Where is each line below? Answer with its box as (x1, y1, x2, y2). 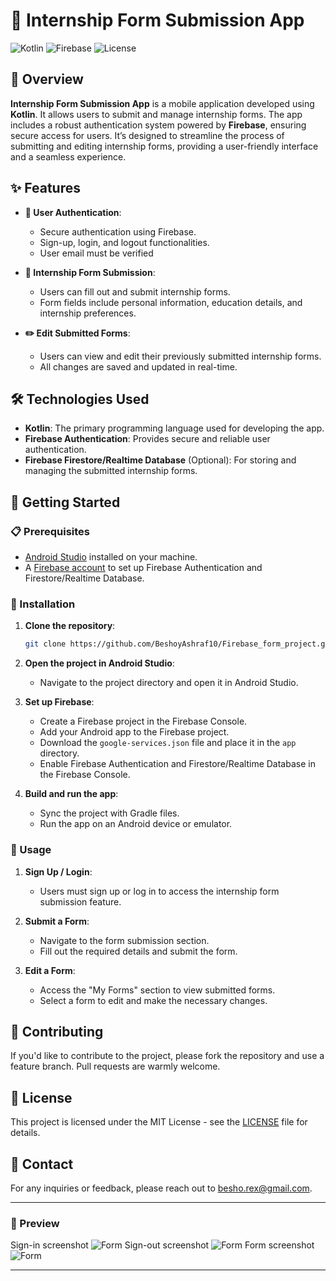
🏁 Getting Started (10, 494, 121, 511)
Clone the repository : (24, 620, 116, 632)
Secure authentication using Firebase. (39, 225, 197, 238)
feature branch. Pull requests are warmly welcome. (10, 1060, 221, 1073)
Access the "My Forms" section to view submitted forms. (39, 984, 276, 996)
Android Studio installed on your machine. (24, 551, 198, 563)
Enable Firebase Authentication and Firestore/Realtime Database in (39, 758, 316, 770)
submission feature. (39, 895, 122, 908)
